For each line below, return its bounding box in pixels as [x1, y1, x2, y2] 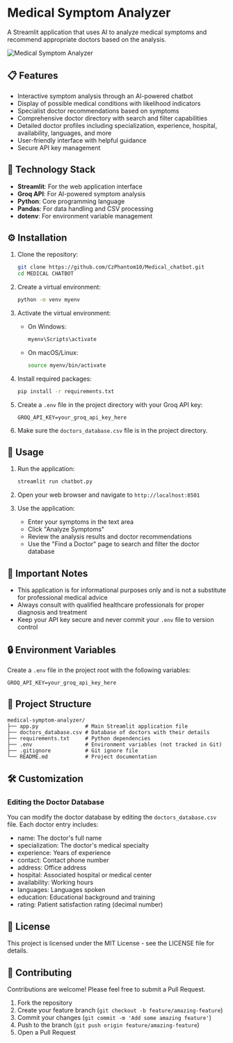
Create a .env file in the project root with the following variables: [7, 666, 191, 674]
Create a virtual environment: [17, 283, 101, 292]
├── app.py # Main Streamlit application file [7, 722, 188, 730]
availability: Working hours [17, 878, 94, 886]
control [17, 623, 38, 631]
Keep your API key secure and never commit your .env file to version [17, 616, 214, 624]
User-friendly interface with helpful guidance [17, 136, 147, 144]
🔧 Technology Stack [7, 164, 96, 175]
